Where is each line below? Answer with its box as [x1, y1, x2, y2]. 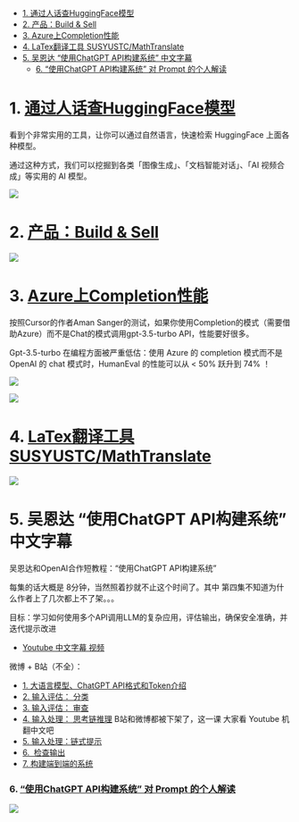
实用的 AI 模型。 [32, 171, 92, 181]
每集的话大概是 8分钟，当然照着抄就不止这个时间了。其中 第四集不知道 [9, 582, 270, 592]
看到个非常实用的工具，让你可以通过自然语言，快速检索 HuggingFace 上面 [9, 129, 282, 140]
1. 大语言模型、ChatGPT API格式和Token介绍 [21, 680, 187, 691]
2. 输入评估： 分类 [21, 691, 89, 701]
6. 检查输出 [21, 747, 65, 758]
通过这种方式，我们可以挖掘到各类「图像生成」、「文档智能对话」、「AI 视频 [9, 159, 278, 170]
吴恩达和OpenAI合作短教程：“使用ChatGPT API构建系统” [9, 562, 217, 574]
